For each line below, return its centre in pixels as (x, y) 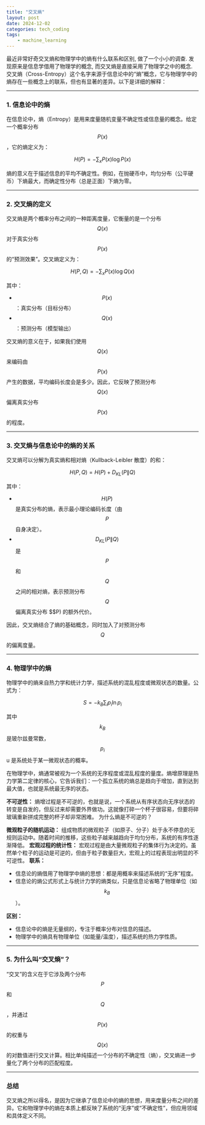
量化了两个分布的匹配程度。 (41, 1063)
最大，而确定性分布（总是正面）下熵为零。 (81, 181)
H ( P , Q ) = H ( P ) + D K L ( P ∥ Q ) (103, 473)
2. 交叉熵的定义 (29, 204)
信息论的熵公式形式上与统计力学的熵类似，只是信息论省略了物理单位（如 (106, 881)
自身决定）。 (30, 529)
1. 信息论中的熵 (28, 105)
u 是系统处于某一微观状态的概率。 (49, 760)
